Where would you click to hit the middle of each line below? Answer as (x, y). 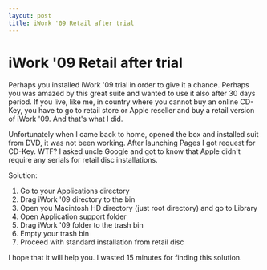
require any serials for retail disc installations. (83, 160)
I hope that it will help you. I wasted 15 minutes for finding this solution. (125, 258)
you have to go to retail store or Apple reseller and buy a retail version (139, 111)
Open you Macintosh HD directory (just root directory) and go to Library (139, 208)
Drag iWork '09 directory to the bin (77, 199)
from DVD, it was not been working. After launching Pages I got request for (132, 143)
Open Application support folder (73, 216)
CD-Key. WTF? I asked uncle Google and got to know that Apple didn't (124, 151)
